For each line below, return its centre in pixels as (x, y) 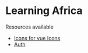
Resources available (29, 27)
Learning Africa (44, 11)
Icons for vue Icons (37, 38)
